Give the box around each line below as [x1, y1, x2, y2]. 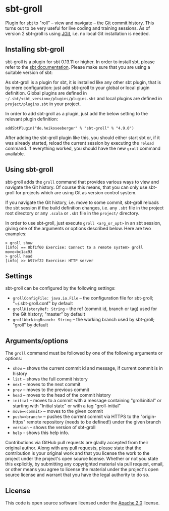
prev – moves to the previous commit [12, 387, 90, 393]
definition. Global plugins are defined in [5, 90, 87, 96]
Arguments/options [5, 336, 69, 345]
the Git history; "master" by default [12, 311, 86, 317]
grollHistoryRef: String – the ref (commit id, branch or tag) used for [12, 306, 157, 312]
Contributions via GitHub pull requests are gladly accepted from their [5, 440, 149, 446]
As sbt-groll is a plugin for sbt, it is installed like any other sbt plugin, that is [5, 79, 161, 85]
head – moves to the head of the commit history [12, 392, 111, 398]
